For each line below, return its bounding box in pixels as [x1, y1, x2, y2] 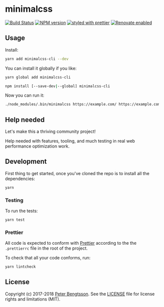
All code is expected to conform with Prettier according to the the [5, 240, 137, 246]
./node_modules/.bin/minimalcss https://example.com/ [5, 102, 117, 107]
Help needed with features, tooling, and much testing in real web [5, 138, 135, 144]
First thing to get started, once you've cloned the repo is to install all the [5, 170, 150, 176]
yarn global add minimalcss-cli [5, 75, 71, 79]
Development [5, 157, 47, 166]
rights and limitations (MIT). [5, 296, 61, 302]
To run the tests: [5, 208, 38, 214]
